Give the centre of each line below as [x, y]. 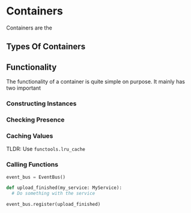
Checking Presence [35, 120]
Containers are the [29, 28]
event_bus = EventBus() [36, 177]
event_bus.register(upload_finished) [53, 205]
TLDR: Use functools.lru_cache [46, 149]
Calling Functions [32, 165]
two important [23, 88]
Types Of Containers [46, 47]
